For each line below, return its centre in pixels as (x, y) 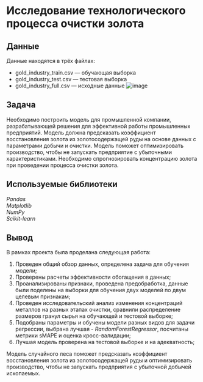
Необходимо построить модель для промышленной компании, (89, 119)
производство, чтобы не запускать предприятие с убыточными (89, 152)
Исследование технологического (96, 11)
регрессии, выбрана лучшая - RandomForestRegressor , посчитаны (102, 329)
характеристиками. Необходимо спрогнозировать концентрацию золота (102, 158)
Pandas (16, 199)
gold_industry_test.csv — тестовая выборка (71, 79)
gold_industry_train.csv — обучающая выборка (75, 73)
